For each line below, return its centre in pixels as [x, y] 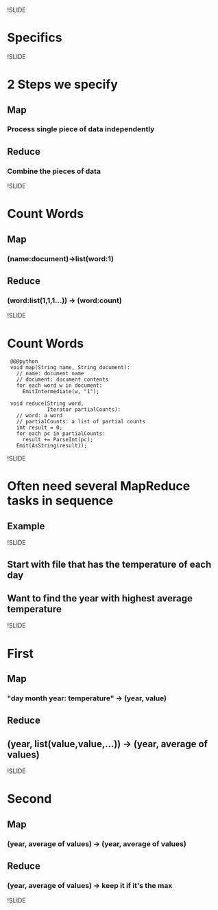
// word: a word [39, 416]
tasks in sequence [60, 501]
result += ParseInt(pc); [58, 440]
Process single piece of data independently [81, 129]
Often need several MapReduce [99, 486]
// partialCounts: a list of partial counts [81, 422]
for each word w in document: [59, 386]
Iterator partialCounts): [84, 410]
